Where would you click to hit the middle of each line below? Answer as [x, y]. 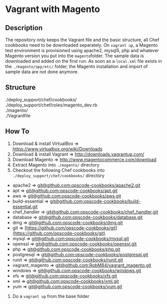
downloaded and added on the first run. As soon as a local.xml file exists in [83, 61]
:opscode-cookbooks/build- [112, 201]
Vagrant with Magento [53, 9]
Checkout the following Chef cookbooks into [58, 170]
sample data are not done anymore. [42, 72]
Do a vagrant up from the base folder [51, 296]
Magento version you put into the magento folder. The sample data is [75, 56]
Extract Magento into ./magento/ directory [56, 165]
